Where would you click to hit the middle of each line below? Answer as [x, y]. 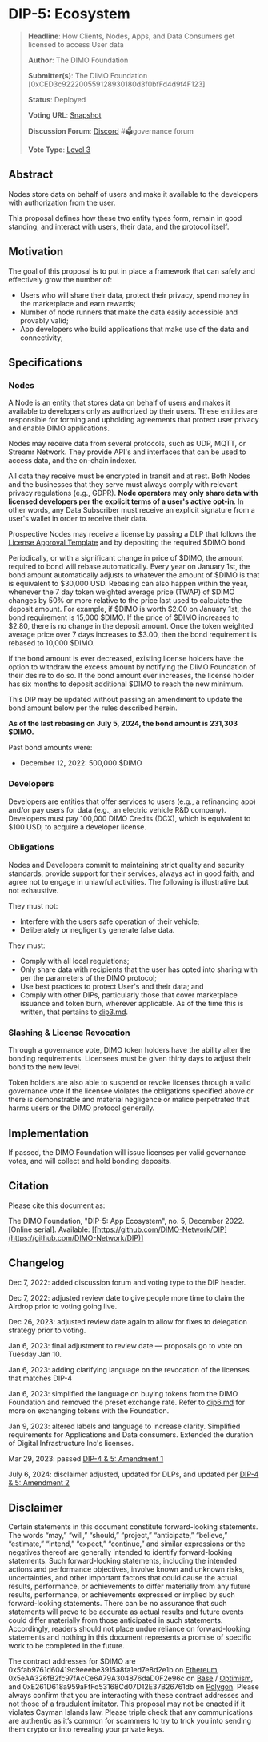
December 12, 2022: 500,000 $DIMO [81, 763]
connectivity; [42, 338]
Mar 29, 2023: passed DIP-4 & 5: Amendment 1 [86, 1458]
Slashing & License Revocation [69, 1033]
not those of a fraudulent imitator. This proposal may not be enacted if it [127, 1704]
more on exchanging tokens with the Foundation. [89, 1410]
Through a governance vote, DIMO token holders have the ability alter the [129, 1050]
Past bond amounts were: [50, 748]
